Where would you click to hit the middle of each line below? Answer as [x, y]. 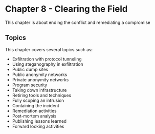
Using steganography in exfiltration [47, 64]
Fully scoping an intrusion [38, 100]
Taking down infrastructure [39, 90]
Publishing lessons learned [39, 121]
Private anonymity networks [40, 79]
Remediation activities [34, 111]
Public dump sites [30, 69]
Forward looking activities [38, 126]
